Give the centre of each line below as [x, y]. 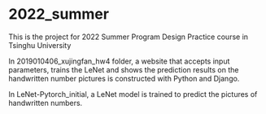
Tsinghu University [40, 45]
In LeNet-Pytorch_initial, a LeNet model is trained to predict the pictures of [133, 94]
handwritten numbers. [46, 103]
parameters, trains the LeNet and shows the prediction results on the [124, 69]
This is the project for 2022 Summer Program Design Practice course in [129, 37]
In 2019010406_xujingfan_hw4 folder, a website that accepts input [119, 61]
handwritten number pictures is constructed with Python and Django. [124, 78]
